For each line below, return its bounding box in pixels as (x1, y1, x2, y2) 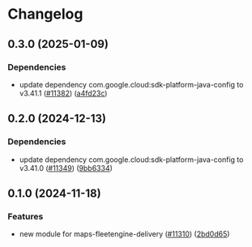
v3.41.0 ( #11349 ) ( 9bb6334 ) (19, 163, 113, 172)
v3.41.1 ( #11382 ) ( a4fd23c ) (19, 88, 108, 98)
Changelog (7, 5, 83, 23)
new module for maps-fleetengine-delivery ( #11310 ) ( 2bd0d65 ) (19, 229, 230, 239)
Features (7, 211, 44, 222)
